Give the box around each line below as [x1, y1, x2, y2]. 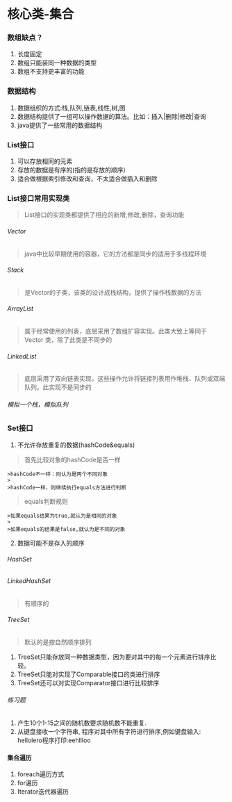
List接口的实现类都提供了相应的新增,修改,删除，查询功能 [24, 211, 185, 219]
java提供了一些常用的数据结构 [17, 121, 103, 129]
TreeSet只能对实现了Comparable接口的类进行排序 [17, 670, 160, 678]
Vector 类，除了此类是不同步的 [24, 335, 113, 344]
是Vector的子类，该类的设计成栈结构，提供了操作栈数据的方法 [24, 288, 202, 296]
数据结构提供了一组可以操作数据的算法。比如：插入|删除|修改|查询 [17, 112, 206, 120]
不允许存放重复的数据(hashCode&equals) [17, 441, 135, 449]
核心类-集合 [7, 6, 74, 22]
